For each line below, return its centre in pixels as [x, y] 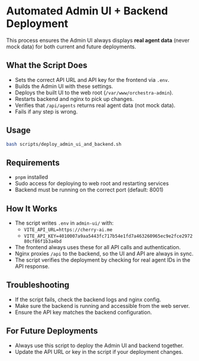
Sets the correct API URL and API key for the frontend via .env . [92, 79]
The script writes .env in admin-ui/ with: [64, 223]
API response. [32, 267]
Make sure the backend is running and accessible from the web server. [102, 305]
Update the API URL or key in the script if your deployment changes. [99, 351]
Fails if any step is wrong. [46, 111]
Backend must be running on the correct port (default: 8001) [89, 190]
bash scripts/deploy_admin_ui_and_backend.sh [64, 144]
